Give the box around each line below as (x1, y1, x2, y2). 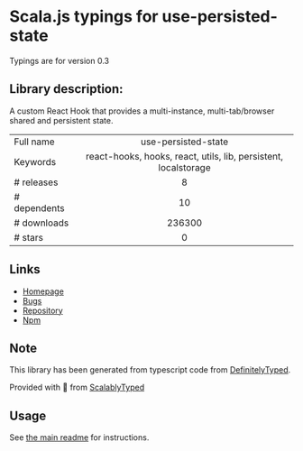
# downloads (14, 216, 69, 229)
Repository (22, 305, 63, 316)
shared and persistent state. (9, 115, 114, 125)
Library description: (9, 81, 124, 97)
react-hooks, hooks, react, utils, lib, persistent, (85, 150, 284, 162)
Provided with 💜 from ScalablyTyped (9, 382, 145, 393)
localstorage (158, 161, 211, 173)
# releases (14, 176, 59, 189)
